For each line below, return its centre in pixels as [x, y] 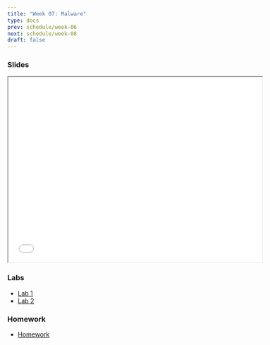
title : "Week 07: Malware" [47, 14]
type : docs [23, 20]
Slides [18, 65]
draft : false [26, 40]
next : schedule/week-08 [42, 34]
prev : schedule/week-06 [42, 27]
